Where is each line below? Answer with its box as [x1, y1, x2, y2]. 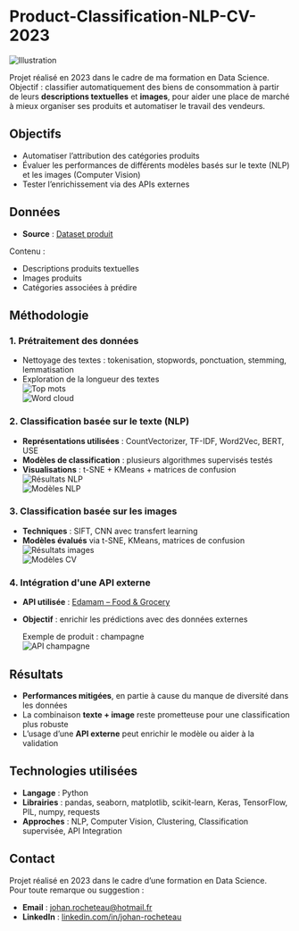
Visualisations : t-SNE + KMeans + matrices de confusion [21, 464, 237, 474]
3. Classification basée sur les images [9, 505, 178, 517]
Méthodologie [9, 307, 89, 323]
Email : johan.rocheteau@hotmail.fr [21, 902, 153, 912]
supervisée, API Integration [21, 825, 122, 836]
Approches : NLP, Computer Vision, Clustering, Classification [21, 816, 249, 826]
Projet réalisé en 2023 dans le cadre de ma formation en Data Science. [9, 71, 270, 82]
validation [21, 737, 59, 748]
